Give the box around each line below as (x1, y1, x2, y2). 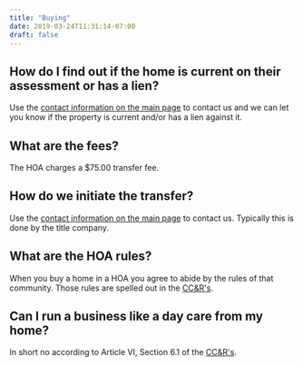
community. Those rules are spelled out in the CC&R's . (9, 282, 214, 293)
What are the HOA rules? (9, 249, 152, 264)
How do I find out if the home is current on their (9, 64, 281, 79)
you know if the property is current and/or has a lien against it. (9, 112, 243, 123)
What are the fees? (9, 138, 120, 153)
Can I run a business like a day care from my (9, 309, 263, 324)
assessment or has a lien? (9, 78, 160, 94)
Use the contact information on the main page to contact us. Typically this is (9, 213, 295, 223)
